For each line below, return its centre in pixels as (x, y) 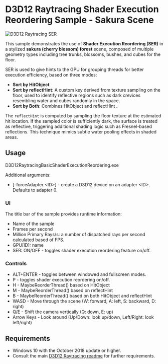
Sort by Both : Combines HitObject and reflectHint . (65, 106)
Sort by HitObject (31, 85)
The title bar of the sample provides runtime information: (63, 214)
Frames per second (33, 229)
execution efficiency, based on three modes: (51, 75)
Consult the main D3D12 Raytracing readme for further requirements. (84, 356)
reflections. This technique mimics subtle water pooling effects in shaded (81, 131)
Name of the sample (33, 224)
